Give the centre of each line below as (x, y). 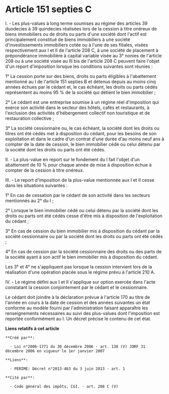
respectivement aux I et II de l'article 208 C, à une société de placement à (82, 50)
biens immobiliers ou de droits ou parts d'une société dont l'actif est (76, 34)
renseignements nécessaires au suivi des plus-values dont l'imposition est (82, 313)
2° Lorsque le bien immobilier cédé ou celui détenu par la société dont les (82, 210)
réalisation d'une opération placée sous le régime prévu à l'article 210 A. (80, 272)
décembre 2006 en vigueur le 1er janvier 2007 (55, 351)
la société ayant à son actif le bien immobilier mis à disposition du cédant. (82, 257)
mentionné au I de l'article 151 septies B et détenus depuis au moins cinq (81, 82)
